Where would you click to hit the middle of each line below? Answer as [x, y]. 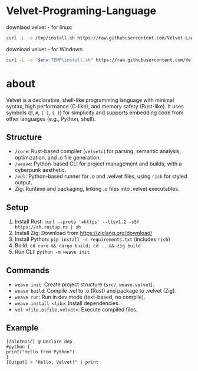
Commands [28, 270]
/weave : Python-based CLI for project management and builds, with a [98, 164]
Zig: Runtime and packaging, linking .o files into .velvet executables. [97, 189]
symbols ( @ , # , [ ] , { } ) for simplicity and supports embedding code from [95, 112]
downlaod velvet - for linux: [39, 27]
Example [22, 328]
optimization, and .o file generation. [58, 158]
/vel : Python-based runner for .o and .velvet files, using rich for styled [101, 176]
